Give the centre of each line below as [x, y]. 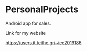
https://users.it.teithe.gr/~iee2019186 [43, 43]
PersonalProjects [42, 9]
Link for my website [26, 33]
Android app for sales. [28, 23]
